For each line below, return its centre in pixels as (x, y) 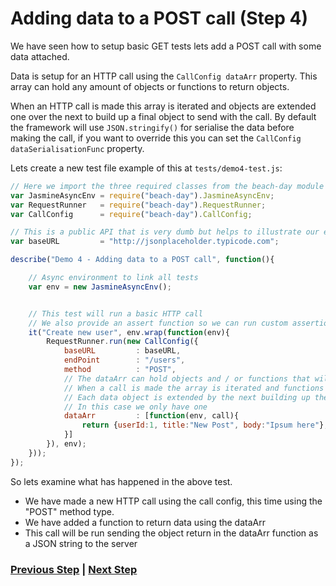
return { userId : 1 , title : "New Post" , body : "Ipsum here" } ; (205, 425)
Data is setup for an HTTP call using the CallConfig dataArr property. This (164, 76)
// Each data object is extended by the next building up (187, 397)
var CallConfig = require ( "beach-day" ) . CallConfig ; (131, 214)
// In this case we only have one (135, 407)
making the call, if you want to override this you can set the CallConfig (156, 138)
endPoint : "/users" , (124, 360)
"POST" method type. (69, 511)
